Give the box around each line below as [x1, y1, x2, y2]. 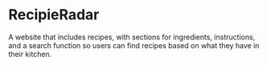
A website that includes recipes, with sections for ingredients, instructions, [8, 32, 256, 42]
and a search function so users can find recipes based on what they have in [8, 40, 260, 50]
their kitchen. [8, 49, 52, 59]
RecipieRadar [8, 6, 100, 24]
